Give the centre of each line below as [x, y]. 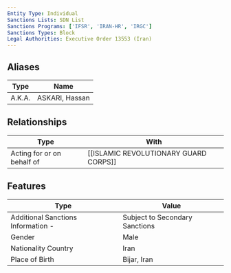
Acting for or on [36, 153]
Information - [32, 226]
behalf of [25, 162]
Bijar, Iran [138, 259]
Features [26, 186]
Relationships [37, 122]
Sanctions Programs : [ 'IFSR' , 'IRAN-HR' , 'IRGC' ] [80, 26]
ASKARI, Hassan [64, 98]
